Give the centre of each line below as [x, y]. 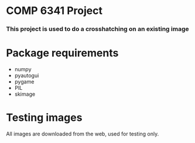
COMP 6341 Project [54, 11]
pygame [24, 82]
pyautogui [27, 76]
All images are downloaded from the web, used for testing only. [83, 134]
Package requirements [62, 53]
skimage [25, 94]
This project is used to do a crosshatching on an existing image [97, 29]
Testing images [44, 118]
